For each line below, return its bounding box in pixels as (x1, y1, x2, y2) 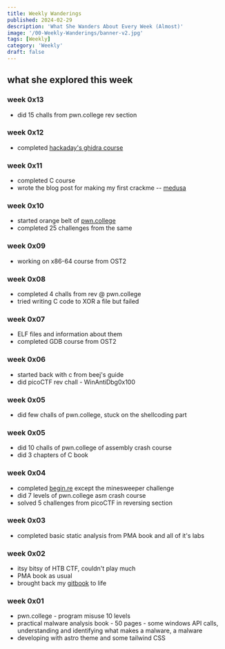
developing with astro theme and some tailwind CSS (17, 634, 166, 642)
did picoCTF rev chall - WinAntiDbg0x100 (17, 378, 136, 386)
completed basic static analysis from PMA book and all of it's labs (17, 531, 205, 539)
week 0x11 (7, 160, 43, 170)
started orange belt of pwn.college (17, 217, 116, 225)
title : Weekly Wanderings (7, 10, 81, 17)
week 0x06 (7, 355, 46, 365)
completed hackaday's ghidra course (17, 143, 124, 152)
